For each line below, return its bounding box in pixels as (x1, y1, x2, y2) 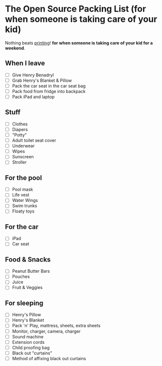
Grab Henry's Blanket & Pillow (12, 77, 72, 83)
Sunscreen (12, 154, 34, 160)
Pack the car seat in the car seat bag (12, 83, 86, 89)
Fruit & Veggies (12, 285, 43, 290)
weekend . (5, 45, 26, 51)
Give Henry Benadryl (12, 72, 54, 78)
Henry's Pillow (12, 312, 41, 318)
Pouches (12, 274, 30, 279)
